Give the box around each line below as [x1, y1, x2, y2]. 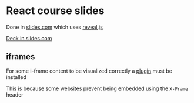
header [6, 91, 24, 98]
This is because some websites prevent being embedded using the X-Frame [6, 85, 188, 92]
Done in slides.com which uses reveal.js [6, 23, 103, 30]
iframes [6, 51, 35, 62]
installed [6, 73, 27, 80]
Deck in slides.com [6, 35, 52, 42]
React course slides [6, 4, 105, 18]
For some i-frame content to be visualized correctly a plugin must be [6, 67, 172, 74]
